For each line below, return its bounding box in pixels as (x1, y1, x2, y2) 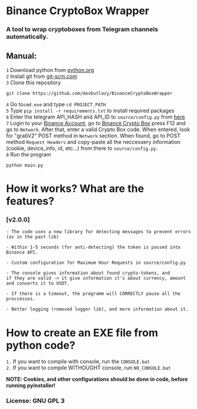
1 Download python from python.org (6, 66, 94, 73)
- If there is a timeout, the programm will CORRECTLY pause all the (6, 291, 181, 297)
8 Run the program (6, 150, 51, 158)
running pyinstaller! (6, 382, 56, 389)
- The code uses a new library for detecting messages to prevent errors (6, 229, 192, 235)
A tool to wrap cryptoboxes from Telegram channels (6, 25, 158, 34)
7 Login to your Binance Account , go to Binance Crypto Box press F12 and (6, 119, 186, 126)
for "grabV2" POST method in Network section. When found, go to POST (6, 132, 181, 139)
